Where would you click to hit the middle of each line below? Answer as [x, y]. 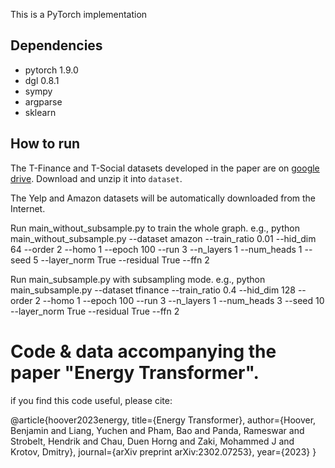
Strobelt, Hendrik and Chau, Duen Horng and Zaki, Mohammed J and [152, 441]
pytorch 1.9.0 [51, 70]
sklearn [40, 112]
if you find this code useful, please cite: [91, 400]
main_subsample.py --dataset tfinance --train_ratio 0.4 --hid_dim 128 [153, 290]
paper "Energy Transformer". [135, 372]
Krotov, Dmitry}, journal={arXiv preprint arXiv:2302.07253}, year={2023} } [163, 451]
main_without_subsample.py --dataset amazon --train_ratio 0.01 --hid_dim [163, 238]
